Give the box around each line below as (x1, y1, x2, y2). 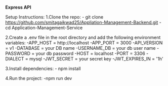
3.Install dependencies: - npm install (5, 65, 81, 71)
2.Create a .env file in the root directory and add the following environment (5, 35, 161, 40)
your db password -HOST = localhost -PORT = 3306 (35, 50, 145, 56)
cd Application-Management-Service (5, 25, 83, 31)
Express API (5, 5, 31, 10)
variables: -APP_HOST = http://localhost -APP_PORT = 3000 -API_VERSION (5, 40, 163, 46)
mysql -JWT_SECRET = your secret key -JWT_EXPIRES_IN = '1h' (29, 56, 163, 62)
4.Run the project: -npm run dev (5, 75, 72, 81)
